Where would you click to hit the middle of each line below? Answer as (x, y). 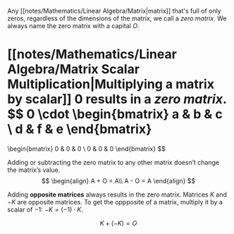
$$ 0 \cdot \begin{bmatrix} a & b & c (115, 115)
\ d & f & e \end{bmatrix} (80, 129)
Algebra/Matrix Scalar (73, 69)
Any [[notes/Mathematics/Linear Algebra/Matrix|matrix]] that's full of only (114, 11)
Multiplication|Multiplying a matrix (111, 84)
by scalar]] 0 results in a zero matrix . (117, 99)
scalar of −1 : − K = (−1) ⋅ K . (45, 209)
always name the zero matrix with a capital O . (73, 26)
